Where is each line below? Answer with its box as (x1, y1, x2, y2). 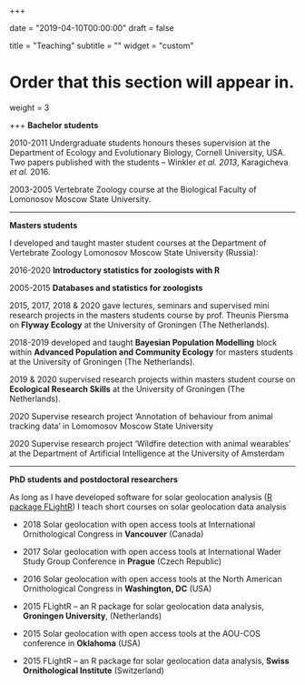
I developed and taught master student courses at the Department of (9, 237, 267, 248)
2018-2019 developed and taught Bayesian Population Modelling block (9, 337, 278, 348)
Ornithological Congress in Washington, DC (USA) (22, 583, 212, 594)
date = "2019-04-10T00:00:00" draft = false (9, 23, 174, 33)
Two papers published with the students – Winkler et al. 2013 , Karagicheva (9, 156, 289, 167)
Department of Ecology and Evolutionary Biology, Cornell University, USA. (9, 146, 286, 157)
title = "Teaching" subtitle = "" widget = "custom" (9, 40, 194, 51)
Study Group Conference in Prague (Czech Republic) (22, 556, 222, 567)
